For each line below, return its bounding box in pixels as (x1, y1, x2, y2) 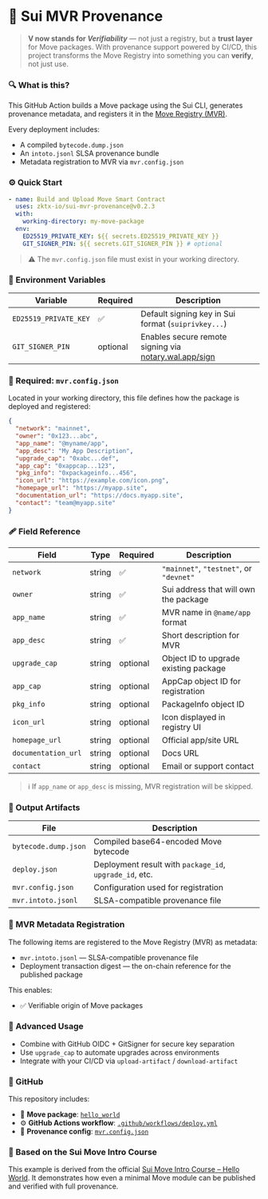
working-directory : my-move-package (22, 217, 145, 226)
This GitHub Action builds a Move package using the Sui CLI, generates (8, 101, 243, 110)
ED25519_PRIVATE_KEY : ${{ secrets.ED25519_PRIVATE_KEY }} (22, 232, 219, 240)
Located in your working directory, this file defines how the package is (8, 393, 240, 403)
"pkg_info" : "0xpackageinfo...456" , (15, 469, 137, 478)
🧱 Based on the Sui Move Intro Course (8, 1146, 158, 1157)
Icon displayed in (162, 711, 226, 722)
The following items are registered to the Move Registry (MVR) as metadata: (8, 937, 258, 947)
